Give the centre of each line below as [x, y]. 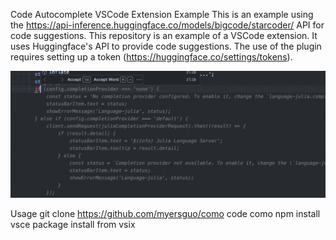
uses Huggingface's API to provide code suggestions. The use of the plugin [166, 46]
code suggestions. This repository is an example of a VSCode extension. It [164, 35]
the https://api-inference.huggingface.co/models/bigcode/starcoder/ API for [167, 25]
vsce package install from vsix [73, 224]
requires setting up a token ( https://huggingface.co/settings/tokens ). [151, 57]
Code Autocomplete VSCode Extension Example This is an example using [162, 14]
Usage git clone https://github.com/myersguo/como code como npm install [165, 213]
